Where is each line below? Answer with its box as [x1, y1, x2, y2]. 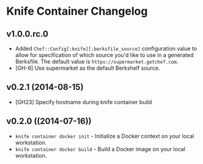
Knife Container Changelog [6, 4, 148, 18]
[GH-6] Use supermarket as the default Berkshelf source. [15, 64, 160, 72]
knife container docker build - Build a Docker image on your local [15, 145, 185, 152]
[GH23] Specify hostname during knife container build [15, 98, 152, 105]
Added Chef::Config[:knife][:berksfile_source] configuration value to [15, 45, 197, 52]
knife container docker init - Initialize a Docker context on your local [15, 132, 194, 140]
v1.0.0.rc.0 [6, 29, 49, 39]
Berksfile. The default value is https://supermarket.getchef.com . [15, 58, 179, 65]
